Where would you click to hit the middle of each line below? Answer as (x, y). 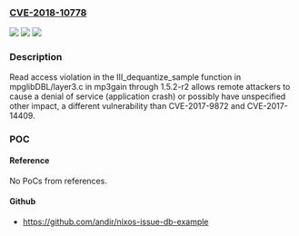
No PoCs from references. (58, 181)
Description (36, 57)
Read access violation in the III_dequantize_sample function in (125, 77)
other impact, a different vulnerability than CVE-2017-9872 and (127, 105)
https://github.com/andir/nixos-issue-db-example (115, 221)
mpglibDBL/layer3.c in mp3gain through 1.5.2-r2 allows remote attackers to (150, 86)
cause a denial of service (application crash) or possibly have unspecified (148, 96)
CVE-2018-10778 (48, 13)
